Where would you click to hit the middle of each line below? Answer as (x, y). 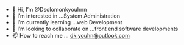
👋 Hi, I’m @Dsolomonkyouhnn (49, 9)
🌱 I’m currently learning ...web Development (67, 22)
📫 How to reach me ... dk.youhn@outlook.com (71, 36)
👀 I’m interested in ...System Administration (66, 16)
